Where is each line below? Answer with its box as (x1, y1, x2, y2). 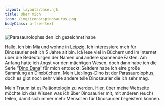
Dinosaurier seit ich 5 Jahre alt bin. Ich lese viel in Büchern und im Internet (5, 49, 157, 55)
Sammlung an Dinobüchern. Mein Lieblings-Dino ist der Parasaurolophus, (5, 70, 155, 76)
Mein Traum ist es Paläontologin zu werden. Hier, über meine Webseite (5, 85, 150, 91)
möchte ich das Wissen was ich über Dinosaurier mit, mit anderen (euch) (5, 90, 153, 96)
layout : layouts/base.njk (5, 7, 58, 12)
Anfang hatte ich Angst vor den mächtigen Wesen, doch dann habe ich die (5, 60, 157, 66)
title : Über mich (5, 12, 41, 17)
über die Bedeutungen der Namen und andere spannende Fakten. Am (5, 55, 147, 61)
